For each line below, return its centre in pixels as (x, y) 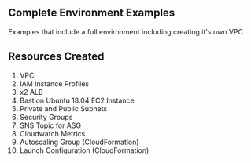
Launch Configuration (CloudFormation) (84, 150)
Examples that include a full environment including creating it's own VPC (126, 31)
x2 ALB (31, 92)
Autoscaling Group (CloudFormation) (79, 142)
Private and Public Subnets (63, 108)
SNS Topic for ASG (50, 125)
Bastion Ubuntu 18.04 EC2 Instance (77, 100)
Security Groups (46, 117)
